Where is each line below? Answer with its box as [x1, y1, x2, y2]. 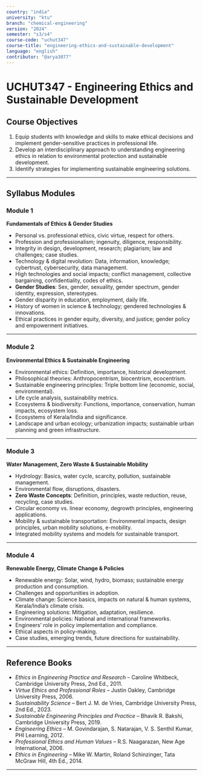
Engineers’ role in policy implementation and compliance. [14, 622, 158, 629]
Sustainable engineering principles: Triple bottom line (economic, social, [14, 381, 195, 388]
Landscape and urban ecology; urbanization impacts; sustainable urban [14, 419, 195, 427]
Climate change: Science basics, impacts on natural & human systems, [14, 596, 192, 603]
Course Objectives [6, 117, 79, 127]
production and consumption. [14, 583, 89, 590]
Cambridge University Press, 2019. [14, 718, 101, 726]
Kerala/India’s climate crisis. [14, 602, 85, 610]
